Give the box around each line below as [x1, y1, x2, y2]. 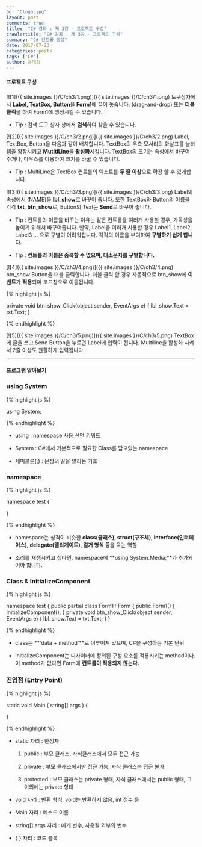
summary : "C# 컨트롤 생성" [6, 37, 68, 43]
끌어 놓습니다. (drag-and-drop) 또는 [97, 101, 184, 108]
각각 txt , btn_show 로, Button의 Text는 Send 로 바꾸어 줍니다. [6, 203, 151, 211]
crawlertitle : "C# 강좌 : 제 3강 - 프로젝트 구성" [6, 31, 123, 37]
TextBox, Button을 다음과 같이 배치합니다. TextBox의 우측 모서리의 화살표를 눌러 [6, 140, 195, 147]
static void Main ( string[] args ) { [6, 702, 88, 709]
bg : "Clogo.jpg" [6, 8, 47, 15]
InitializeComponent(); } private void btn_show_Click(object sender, [6, 609, 173, 616]
